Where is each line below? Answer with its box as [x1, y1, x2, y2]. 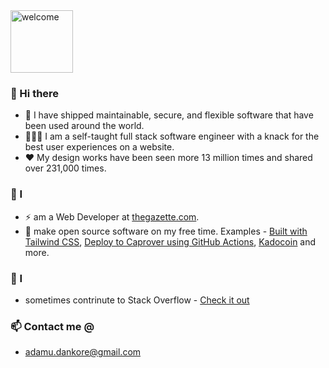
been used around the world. [24, 120, 145, 132]
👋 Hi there [10, 86, 60, 100]
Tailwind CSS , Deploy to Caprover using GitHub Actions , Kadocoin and [24, 235, 317, 248]
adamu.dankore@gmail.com [24, 346, 142, 358]
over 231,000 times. [24, 162, 107, 174]
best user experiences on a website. [24, 141, 175, 153]
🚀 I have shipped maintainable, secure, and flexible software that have [24, 109, 314, 121]
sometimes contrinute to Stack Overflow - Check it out [24, 294, 250, 306]
